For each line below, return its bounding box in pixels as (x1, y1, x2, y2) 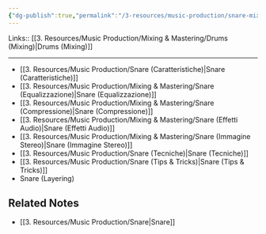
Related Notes (8, 197, 79, 210)
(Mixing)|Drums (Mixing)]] (8, 41, 93, 51)
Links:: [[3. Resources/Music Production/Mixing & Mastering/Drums (8, 33, 228, 43)
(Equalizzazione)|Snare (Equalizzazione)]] (19, 89, 157, 99)
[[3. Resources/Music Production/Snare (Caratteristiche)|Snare (19, 64, 226, 74)
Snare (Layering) (19, 173, 75, 183)
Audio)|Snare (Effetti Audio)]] (19, 123, 115, 133)
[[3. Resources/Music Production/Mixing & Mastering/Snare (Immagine (19, 131, 251, 141)
